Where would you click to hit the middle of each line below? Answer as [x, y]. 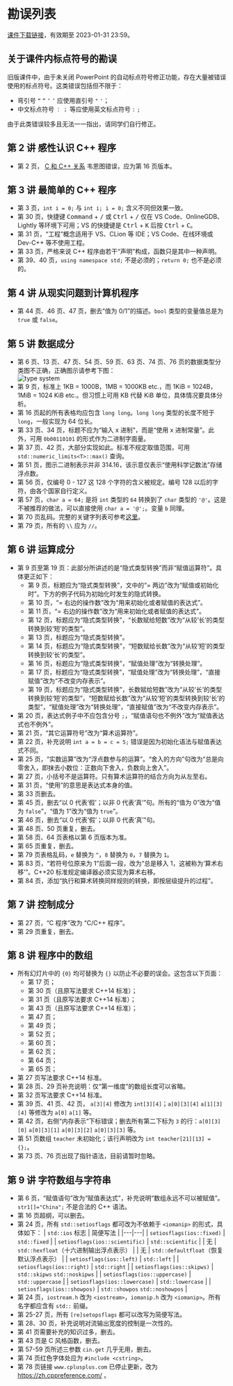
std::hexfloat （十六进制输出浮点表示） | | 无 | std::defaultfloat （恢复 [120, 1250]
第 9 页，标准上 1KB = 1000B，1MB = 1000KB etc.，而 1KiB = [104, 386]
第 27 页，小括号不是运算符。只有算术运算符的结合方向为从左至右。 [114, 776]
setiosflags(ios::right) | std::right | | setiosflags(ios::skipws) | [115, 1267]
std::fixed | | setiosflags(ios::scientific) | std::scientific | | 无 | [117, 1241]
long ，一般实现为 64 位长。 [57, 421]
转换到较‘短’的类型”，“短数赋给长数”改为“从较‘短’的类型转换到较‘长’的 [126, 698]
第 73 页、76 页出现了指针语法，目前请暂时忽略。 [88, 1156]
